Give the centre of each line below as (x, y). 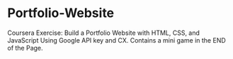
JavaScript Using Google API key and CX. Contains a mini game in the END (117, 40)
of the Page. (25, 48)
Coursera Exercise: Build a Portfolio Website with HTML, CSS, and (104, 33)
